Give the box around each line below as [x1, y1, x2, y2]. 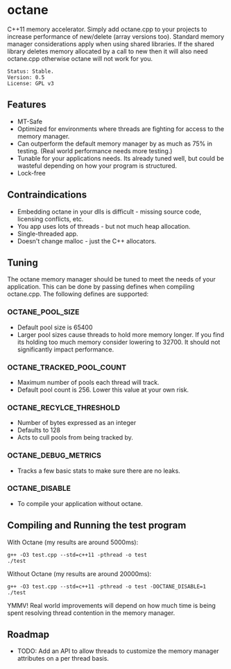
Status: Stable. [7, 68, 54, 75]
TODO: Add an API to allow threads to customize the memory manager [17, 647, 220, 655]
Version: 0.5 [7, 73, 45, 81]
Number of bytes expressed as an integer [17, 419, 137, 427]
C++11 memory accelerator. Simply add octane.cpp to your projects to [7, 25, 207, 33]
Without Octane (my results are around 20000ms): [7, 569, 152, 577]
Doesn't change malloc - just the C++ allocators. [17, 236, 157, 245]
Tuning [7, 257, 38, 268]
